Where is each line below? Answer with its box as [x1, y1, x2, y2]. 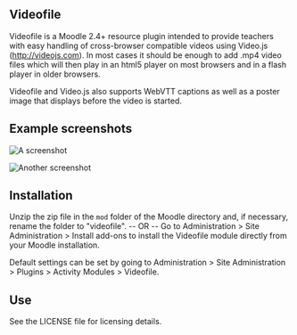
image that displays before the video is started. [9, 95, 183, 106]
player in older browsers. [9, 69, 101, 79]
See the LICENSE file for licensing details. [9, 316, 162, 327]
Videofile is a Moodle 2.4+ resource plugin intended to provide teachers [9, 30, 274, 41]
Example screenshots [9, 121, 132, 136]
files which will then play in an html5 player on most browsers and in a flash [9, 59, 287, 69]
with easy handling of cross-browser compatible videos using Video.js [9, 40, 268, 51]
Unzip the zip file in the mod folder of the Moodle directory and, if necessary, [9, 211, 288, 222]
